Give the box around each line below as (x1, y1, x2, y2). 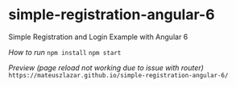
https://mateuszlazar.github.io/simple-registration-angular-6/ (8, 71, 229, 79)
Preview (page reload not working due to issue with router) (8, 62, 204, 73)
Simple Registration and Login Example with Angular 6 (8, 32, 188, 42)
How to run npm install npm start (8, 47, 122, 57)
